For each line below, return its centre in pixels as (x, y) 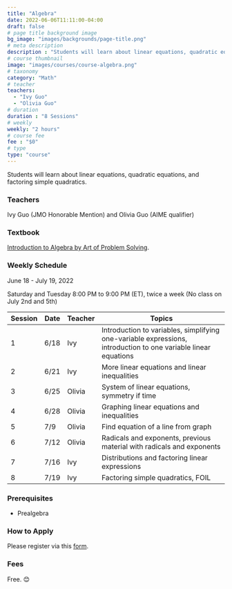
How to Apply (30, 531)
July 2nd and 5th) (32, 301)
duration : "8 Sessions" (43, 116)
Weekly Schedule (37, 265)
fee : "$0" (23, 142)
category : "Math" (32, 78)
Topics (162, 318)
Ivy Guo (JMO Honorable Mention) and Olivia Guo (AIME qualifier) (101, 215)
